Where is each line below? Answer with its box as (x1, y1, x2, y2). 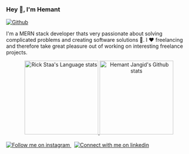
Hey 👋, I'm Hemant (6, 5, 61, 14)
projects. (6, 49, 28, 56)
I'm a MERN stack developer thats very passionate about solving (6, 30, 163, 37)
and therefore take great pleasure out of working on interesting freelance (6, 42, 184, 50)
